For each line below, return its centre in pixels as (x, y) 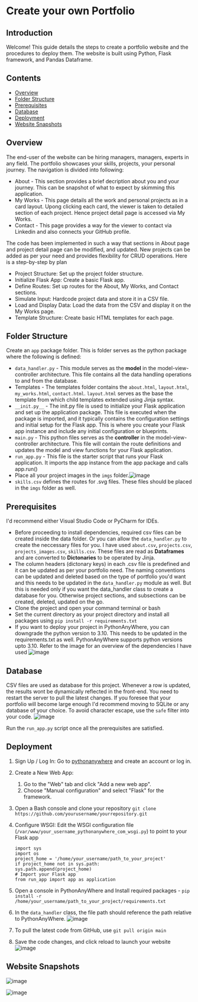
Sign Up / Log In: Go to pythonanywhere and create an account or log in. (103, 761)
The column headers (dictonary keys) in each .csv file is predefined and (102, 564)
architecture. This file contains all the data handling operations (116, 374)
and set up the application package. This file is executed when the (95, 412)
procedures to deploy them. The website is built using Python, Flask (89, 53)
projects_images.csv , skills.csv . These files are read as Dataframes (99, 551)
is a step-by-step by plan (37, 262)
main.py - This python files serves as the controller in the (85, 438)
